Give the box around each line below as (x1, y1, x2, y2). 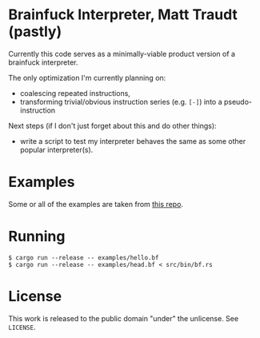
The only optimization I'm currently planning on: (8, 73, 166, 82)
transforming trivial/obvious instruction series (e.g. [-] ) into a (19, 97, 222, 106)
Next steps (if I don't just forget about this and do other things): (8, 121, 218, 130)
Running (8, 228, 66, 245)
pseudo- (223, 97, 253, 106)
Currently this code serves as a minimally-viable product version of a (8, 49, 236, 58)
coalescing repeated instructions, (19, 88, 130, 97)
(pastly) (8, 22, 62, 41)
